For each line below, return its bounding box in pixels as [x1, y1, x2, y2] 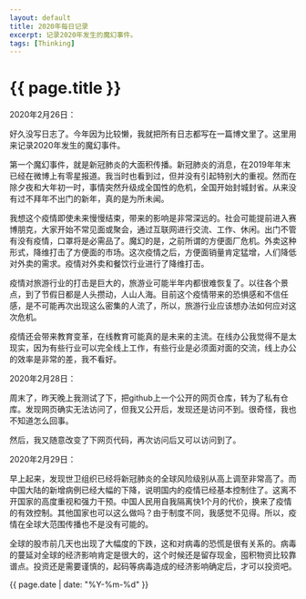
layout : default [9, 13, 71, 23]
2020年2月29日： [9, 454, 76, 465]
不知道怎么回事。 [9, 415, 74, 426]
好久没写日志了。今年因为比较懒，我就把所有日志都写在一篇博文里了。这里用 [9, 128, 297, 139]
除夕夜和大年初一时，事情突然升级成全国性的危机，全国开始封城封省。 [9, 182, 273, 193]
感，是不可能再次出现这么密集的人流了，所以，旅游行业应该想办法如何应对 [9, 300, 289, 311]
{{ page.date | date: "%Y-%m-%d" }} [9, 579, 149, 590]
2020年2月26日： [9, 109, 76, 120]
